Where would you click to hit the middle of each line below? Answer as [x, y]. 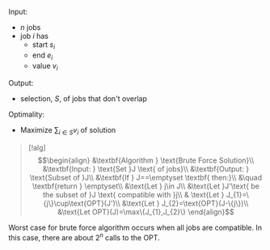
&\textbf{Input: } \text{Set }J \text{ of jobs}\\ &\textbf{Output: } [146, 169]
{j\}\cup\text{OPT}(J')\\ [82, 203]
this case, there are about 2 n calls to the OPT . [84, 237]
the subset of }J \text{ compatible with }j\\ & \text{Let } [134, 195]
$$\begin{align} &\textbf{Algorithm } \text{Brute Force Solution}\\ [146, 160]
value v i [45, 66]
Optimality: [26, 114]
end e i [42, 56]
